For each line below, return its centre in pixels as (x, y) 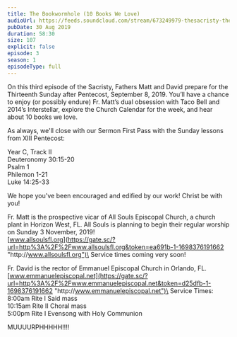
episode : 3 (23, 54)
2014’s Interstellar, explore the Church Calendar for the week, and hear (110, 109)
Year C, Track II (30, 152)
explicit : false (31, 47)
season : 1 (22, 60)
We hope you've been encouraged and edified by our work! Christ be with (115, 195)
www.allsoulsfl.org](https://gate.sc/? (63, 239)
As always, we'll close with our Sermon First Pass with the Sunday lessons (115, 130)
